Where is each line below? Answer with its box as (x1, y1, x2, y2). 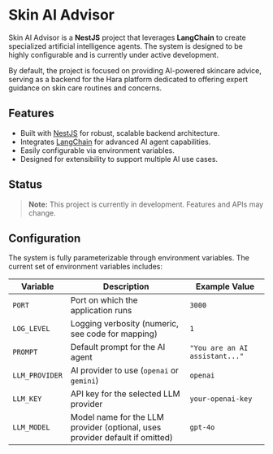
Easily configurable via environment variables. (19, 145, 175, 155)
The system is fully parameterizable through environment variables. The (8, 253, 249, 263)
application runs (70, 305, 132, 316)
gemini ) (70, 375, 99, 386)
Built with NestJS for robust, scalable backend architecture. (19, 128, 220, 138)
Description (102, 281, 149, 292)
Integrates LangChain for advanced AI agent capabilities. (19, 137, 211, 146)
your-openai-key (189, 395, 253, 404)
